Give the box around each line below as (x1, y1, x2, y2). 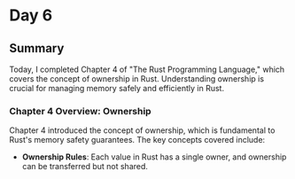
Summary (9, 41, 65, 56)
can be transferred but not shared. (21, 161, 149, 172)
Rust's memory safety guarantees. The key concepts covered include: (9, 135, 266, 145)
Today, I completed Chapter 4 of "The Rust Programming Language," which (9, 64, 285, 74)
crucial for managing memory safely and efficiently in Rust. (9, 83, 224, 93)
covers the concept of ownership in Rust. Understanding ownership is (9, 74, 264, 84)
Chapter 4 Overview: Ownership (9, 105, 152, 117)
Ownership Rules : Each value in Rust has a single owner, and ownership (21, 152, 287, 162)
